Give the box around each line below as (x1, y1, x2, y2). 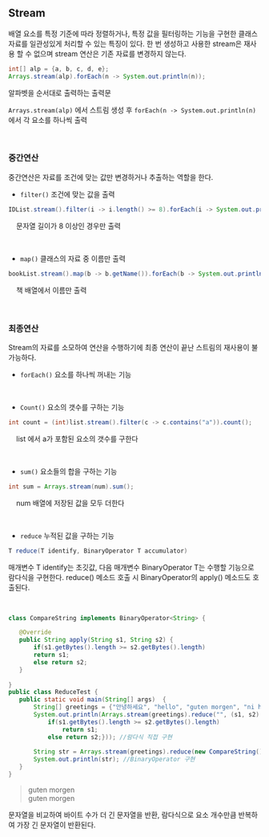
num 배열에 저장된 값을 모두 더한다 (15, 498, 125, 508)
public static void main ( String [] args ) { (18, 696, 167, 704)
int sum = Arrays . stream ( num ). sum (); (8, 482, 134, 491)
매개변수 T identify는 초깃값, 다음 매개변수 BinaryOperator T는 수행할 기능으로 (8, 562, 255, 572)
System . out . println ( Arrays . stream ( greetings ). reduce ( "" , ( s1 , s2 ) (33, 711, 260, 719)
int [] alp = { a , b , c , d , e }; (8, 64, 110, 73)
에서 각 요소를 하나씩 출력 (8, 115, 88, 125)
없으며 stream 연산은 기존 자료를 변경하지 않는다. (33, 48, 187, 59)
